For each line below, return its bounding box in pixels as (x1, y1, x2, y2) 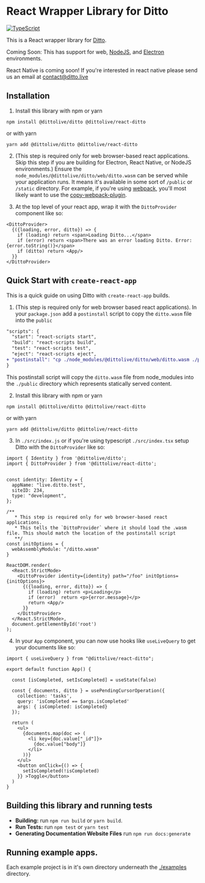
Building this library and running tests (6, 800, 153, 811)
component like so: (15, 209, 63, 216)
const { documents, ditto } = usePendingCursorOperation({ (12, 687, 165, 693)
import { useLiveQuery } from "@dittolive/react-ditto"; (6, 656, 154, 662)
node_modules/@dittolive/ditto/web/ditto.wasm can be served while (15, 171, 188, 179)
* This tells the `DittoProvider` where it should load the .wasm (14, 525, 187, 531)
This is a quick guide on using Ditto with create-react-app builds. (6, 292, 170, 299)
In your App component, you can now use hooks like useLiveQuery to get (15, 637, 196, 645)
